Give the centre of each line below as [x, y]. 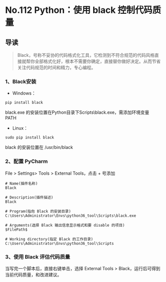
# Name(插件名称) [22, 184]
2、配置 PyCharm [27, 161]
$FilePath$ [16, 230]
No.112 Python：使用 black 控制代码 [79, 10]
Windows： [24, 93]
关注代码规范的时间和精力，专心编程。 [56, 68]
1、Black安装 [21, 81]
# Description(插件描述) [29, 197]
